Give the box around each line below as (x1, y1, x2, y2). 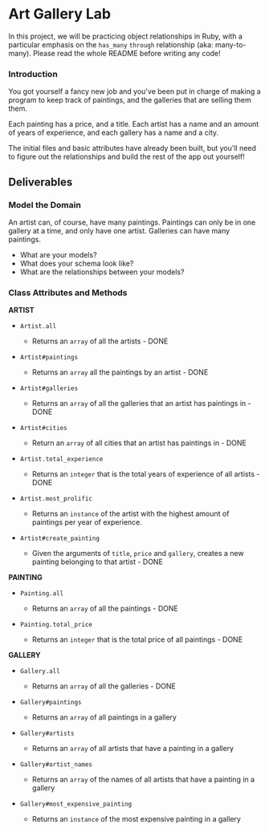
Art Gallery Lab (8, 5, 111, 23)
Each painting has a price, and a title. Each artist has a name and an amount (8, 120, 259, 129)
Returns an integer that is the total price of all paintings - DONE (31, 635, 243, 644)
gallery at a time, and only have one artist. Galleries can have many (8, 225, 230, 235)
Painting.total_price (19, 621, 92, 629)
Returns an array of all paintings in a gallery (31, 712, 177, 722)
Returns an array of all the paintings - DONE (31, 603, 178, 614)
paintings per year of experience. (31, 517, 143, 527)
